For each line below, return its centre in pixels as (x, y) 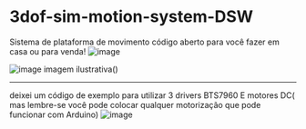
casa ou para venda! (48, 51)
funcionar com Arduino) (54, 114)
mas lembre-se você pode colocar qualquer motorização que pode (135, 104)
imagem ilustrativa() (81, 69)
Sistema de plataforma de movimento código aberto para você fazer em (144, 42)
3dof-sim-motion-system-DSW (131, 17)
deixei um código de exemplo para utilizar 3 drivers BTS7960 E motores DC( (153, 95)
